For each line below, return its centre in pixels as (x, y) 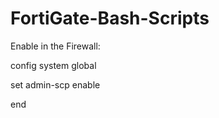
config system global (53, 65)
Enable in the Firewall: (55, 46)
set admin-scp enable (55, 84)
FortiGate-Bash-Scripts (110, 18)
